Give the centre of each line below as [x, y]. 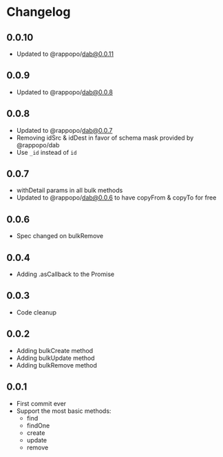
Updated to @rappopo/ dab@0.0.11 [65, 54]
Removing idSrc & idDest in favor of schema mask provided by [105, 138]
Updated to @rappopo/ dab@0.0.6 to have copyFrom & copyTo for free [116, 198]
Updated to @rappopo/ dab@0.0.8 [64, 92]
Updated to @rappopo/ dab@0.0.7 [64, 130]
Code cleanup [36, 312]
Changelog [39, 12]
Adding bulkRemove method [57, 365]
